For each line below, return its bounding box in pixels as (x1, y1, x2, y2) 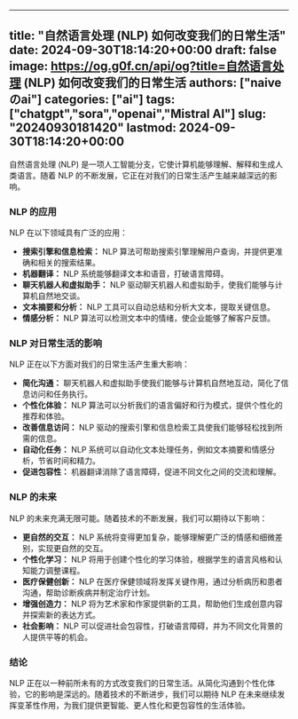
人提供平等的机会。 (21, 631, 93, 642)
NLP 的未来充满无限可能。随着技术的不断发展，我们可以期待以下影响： (9, 512, 268, 524)
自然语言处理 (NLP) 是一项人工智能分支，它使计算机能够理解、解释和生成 (9, 159, 276, 170)
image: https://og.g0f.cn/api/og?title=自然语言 (9, 59, 273, 74)
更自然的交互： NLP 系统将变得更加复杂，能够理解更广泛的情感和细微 (21, 532, 276, 542)
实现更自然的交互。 (37, 542, 108, 553)
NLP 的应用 (9, 205, 58, 217)
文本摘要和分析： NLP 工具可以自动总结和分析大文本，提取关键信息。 (21, 302, 276, 312)
